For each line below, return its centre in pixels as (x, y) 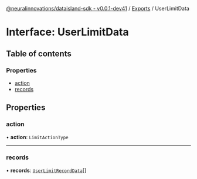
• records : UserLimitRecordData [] (46, 170)
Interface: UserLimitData (67, 32)
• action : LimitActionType (37, 137)
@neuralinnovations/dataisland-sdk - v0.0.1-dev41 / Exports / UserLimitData (98, 8)
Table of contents (39, 54)
